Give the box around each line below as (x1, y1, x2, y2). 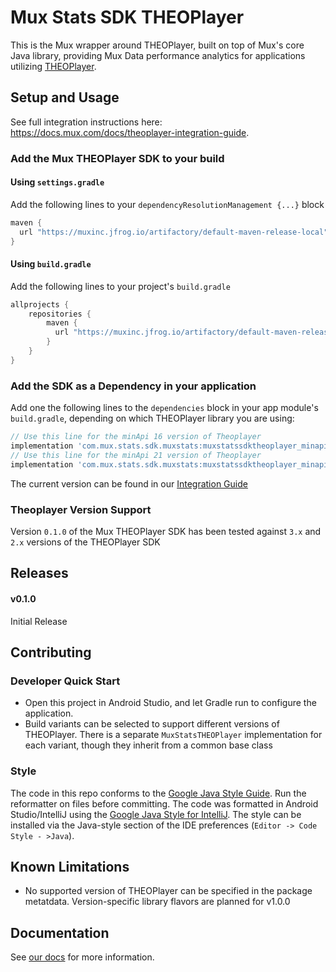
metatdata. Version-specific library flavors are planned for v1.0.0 (24, 896, 291, 908)
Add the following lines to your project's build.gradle (10, 280, 231, 292)
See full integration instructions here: (10, 116, 163, 128)
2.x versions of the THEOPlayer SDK (10, 536, 161, 548)
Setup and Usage (10, 89, 120, 106)
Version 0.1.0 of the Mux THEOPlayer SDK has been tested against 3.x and (10, 525, 322, 537)
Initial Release (10, 615, 68, 627)
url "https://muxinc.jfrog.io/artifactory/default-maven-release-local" (19, 227, 329, 237)
